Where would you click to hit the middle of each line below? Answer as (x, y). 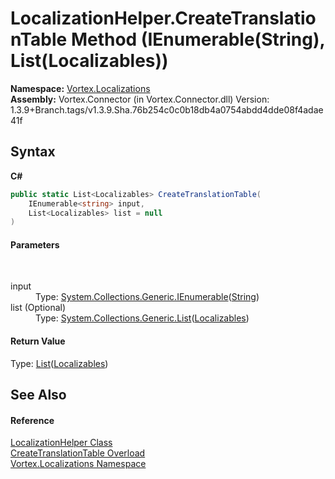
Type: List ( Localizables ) (59, 363)
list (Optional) (38, 308)
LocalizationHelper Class (61, 443)
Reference (32, 420)
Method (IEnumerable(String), (198, 39)
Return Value (38, 341)
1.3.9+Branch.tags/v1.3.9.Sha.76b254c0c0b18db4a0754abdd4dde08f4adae (167, 109)
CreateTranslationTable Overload (78, 453)
